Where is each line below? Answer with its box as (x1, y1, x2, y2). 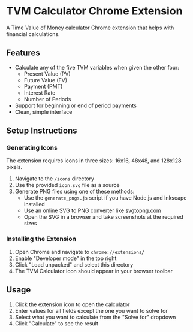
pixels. (6, 164, 23, 171)
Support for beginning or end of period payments (14, 102, 137, 109)
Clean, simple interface (14, 108, 73, 115)
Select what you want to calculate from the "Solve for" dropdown (14, 313, 176, 321)
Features (6, 48, 40, 58)
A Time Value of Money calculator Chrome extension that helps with (6, 24, 174, 31)
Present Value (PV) (23, 70, 71, 77)
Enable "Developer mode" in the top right (14, 255, 117, 262)
